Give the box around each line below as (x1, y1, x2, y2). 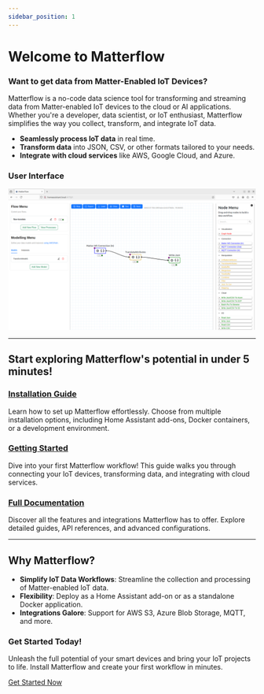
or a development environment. (8, 423, 110, 432)
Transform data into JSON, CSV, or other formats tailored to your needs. (19, 143, 255, 152)
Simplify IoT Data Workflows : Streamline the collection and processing (19, 574, 251, 584)
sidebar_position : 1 (8, 13, 76, 20)
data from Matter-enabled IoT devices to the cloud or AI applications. (8, 102, 232, 112)
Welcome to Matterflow (8, 47, 165, 65)
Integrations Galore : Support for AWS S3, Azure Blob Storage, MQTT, (19, 607, 246, 618)
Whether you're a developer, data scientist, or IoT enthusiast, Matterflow (8, 110, 243, 120)
